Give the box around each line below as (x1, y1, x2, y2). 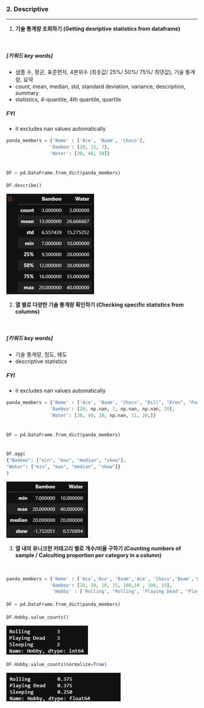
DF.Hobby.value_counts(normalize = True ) (6, 661, 107, 667)
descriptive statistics (15, 358, 67, 365)
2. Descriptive (6, 5, 49, 13)
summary (15, 89, 39, 97)
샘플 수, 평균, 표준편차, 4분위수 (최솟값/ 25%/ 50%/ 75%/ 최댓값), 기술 (15, 69, 184, 76)
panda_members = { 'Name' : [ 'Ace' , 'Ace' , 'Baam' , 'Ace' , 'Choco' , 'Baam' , (6, 575, 194, 582)
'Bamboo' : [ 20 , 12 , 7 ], (49, 144, 110, 150)
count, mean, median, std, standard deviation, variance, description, (15, 83, 186, 90)
